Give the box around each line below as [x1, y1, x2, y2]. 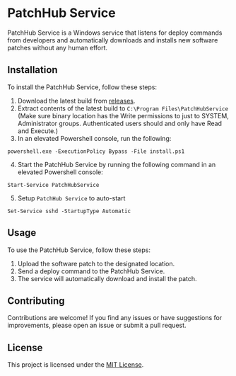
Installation [7, 64, 58, 76]
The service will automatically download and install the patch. [17, 274, 197, 283]
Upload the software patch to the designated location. [17, 259, 175, 268]
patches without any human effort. [7, 43, 108, 52]
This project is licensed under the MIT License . [7, 360, 144, 369]
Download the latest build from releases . [17, 96, 136, 105]
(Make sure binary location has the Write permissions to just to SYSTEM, [17, 111, 230, 120]
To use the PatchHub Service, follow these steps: [7, 246, 151, 254]
